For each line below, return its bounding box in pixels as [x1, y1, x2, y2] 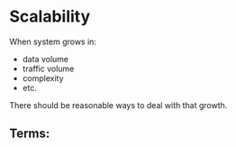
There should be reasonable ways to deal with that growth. [9, 99, 228, 110]
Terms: [9, 126, 50, 142]
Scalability [9, 6, 91, 27]
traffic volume [22, 63, 75, 74]
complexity [22, 72, 65, 83]
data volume [22, 53, 69, 64]
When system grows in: [9, 36, 97, 47]
